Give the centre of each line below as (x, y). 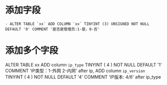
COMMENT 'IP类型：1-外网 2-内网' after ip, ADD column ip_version (75, 70)
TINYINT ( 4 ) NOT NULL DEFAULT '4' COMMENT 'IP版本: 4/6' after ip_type (83, 77)
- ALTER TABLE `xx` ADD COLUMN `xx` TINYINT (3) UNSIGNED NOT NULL (77, 24)
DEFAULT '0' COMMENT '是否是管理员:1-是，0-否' (53, 29)
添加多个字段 (32, 51)
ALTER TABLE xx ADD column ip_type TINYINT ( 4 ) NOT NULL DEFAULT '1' (83, 64)
